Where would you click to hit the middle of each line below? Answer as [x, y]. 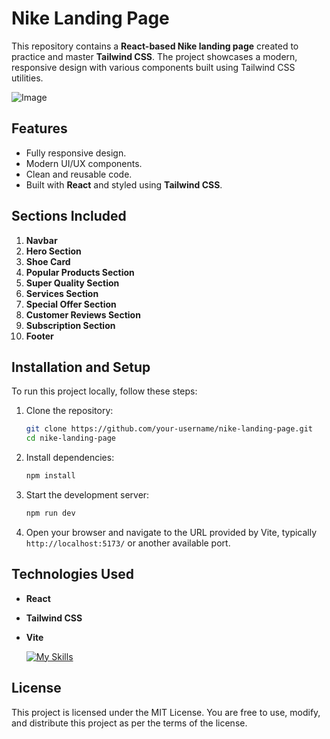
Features [39, 128]
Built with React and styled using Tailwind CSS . [124, 184]
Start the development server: [87, 495]
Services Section [62, 293]
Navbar [41, 240]
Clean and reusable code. [79, 174]
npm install [50, 476]
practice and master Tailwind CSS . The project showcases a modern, [154, 56]
